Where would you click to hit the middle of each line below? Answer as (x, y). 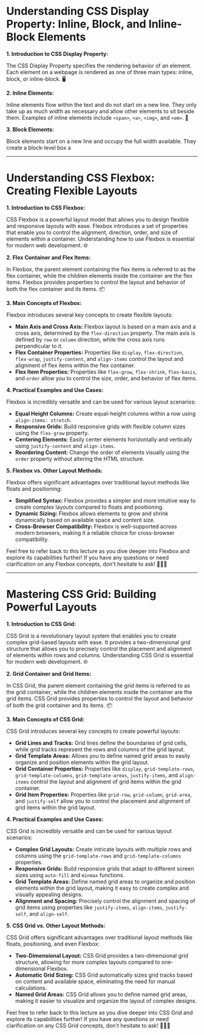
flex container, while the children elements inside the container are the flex (100, 275)
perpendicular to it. (39, 346)
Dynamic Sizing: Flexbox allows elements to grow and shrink (92, 513)
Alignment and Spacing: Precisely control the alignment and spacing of (105, 901)
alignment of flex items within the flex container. (75, 365)
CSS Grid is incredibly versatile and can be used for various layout (89, 831)
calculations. (31, 988)
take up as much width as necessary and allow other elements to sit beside (100, 111)
